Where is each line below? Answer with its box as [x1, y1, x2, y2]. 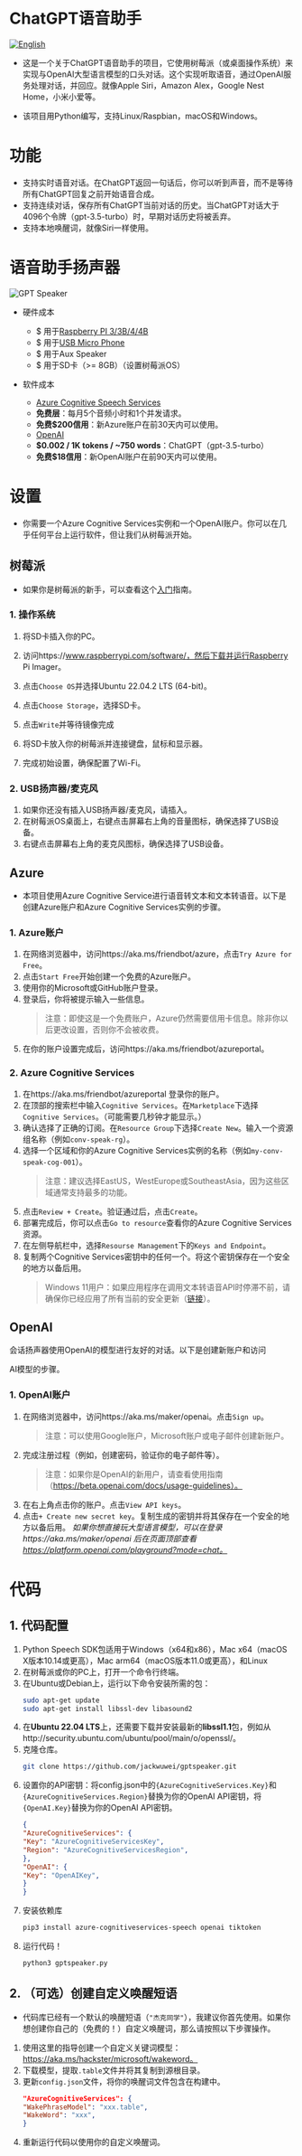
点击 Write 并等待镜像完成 [22, 719, 114, 730]
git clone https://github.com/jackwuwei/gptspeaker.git [22, 1762, 237, 1772]
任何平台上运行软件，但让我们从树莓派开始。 [30, 529, 197, 540]
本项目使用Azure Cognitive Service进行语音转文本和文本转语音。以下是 [22, 890, 287, 900]
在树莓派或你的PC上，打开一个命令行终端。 [22, 1666, 184, 1677]
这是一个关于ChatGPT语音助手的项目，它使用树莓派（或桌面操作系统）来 [22, 57, 294, 68]
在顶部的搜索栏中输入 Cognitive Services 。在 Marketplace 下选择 [22, 1099, 259, 1110]
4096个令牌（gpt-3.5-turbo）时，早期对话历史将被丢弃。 [22, 211, 236, 221]
